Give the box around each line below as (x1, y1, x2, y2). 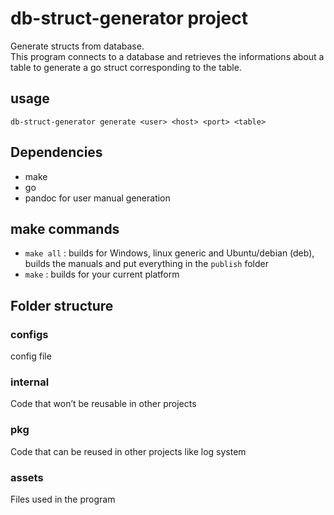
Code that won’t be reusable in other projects (10, 398, 197, 410)
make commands (10, 220, 120, 237)
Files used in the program (10, 493, 116, 505)
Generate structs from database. (10, 40, 145, 52)
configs (10, 327, 49, 341)
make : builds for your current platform (24, 268, 180, 281)
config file (10, 350, 52, 362)
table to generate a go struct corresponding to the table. (10, 61, 242, 73)
